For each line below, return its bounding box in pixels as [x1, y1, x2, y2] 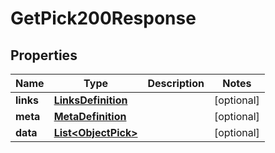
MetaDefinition [53, 110, 127, 123]
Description [147, 77, 205, 90]
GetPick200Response [10, 7, 197, 30]
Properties [10, 47, 78, 64]
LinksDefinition [53, 93, 128, 107]
